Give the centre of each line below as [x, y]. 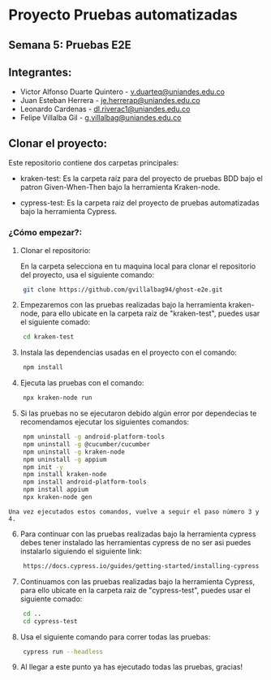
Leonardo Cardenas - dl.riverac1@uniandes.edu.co [105, 109]
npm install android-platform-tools [85, 482]
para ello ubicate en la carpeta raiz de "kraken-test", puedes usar [151, 313]
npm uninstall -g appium [65, 459]
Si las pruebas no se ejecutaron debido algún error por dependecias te [138, 413]
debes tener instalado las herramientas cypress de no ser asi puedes [135, 542]
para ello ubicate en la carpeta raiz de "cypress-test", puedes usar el [135, 590]
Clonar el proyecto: [58, 143]
